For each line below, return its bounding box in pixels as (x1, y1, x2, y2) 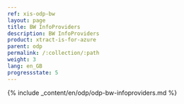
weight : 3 (7, 56, 37, 63)
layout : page (7, 17, 46, 24)
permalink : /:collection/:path (7, 50, 100, 57)
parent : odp (7, 43, 42, 50)
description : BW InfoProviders (7, 30, 100, 37)
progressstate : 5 (7, 69, 59, 76)
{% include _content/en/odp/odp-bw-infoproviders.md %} (7, 89, 178, 97)
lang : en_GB (7, 63, 42, 70)
